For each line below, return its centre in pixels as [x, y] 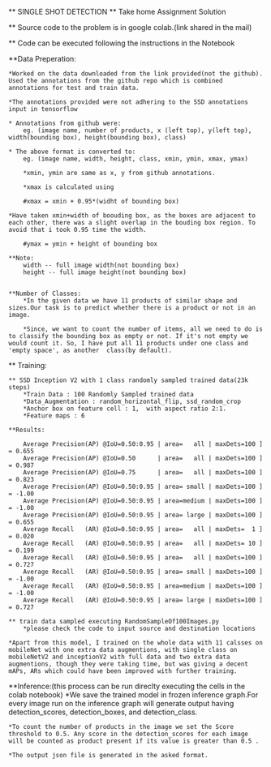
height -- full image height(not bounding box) [105, 272]
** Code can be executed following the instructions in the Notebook [122, 43]
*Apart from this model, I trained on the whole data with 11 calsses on [136, 643]
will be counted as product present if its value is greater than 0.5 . [134, 741]
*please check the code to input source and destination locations [139, 628]
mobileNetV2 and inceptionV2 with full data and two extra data [119, 657]
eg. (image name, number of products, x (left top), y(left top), [138, 131]
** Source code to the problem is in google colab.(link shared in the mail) [130, 27]
